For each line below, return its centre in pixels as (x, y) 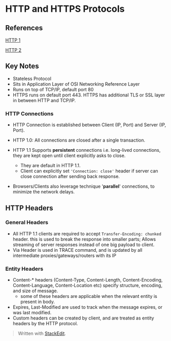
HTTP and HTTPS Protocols (65, 9)
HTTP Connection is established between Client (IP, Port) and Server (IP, (89, 125)
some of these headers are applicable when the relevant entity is (89, 296)
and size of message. (35, 291)
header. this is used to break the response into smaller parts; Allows (84, 239)
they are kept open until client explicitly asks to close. (69, 156)
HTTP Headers (29, 208)
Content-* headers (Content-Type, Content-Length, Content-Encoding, (88, 280)
